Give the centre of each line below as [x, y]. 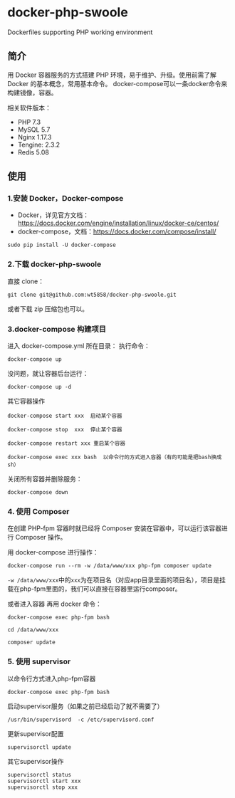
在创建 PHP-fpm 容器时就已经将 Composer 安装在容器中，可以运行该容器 [115, 528]
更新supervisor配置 [36, 733]
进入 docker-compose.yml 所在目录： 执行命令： [79, 346]
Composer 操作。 [41, 537]
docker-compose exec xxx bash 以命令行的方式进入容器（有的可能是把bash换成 [115, 457]
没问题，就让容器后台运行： [48, 374]
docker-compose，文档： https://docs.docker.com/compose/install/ [117, 231]
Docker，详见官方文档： [53, 215]
